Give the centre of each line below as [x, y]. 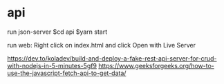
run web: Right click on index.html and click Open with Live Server [101, 45]
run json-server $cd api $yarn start [57, 32]
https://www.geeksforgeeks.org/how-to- [156, 65]
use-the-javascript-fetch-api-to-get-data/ [67, 73]
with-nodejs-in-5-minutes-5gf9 [52, 65]
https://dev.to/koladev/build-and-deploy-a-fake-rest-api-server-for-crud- [112, 58]
